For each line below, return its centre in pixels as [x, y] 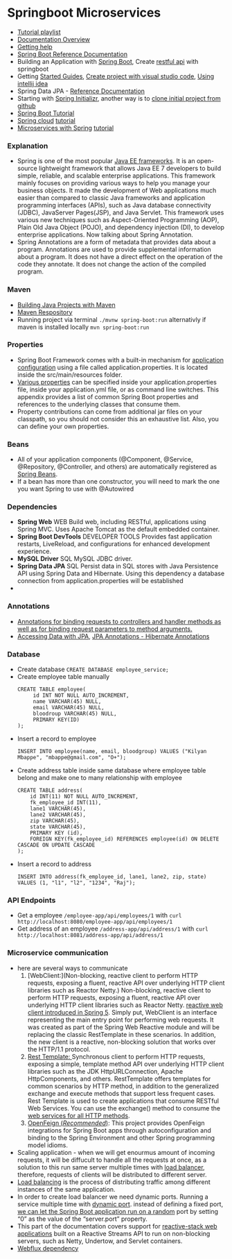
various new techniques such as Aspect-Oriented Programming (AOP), [118, 220]
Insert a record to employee [57, 739]
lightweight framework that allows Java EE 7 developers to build [130, 169]
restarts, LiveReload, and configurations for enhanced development [114, 544]
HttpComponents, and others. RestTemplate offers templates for [119, 1079]
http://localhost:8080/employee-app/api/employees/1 [95, 922]
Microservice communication [58, 953]
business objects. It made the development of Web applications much [117, 191]
